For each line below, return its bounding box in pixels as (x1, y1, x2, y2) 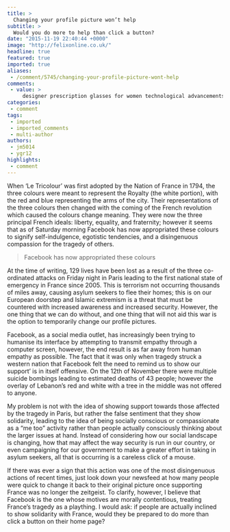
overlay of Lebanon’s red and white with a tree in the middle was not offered (7, 381, 222, 390)
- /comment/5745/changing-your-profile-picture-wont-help (10, 73, 179, 81)
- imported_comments (10, 125, 69, 131)
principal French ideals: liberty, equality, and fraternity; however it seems (7, 218, 213, 226)
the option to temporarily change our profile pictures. (7, 317, 157, 325)
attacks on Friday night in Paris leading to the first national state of (35, 273, 223, 281)
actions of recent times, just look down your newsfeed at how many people (7, 473, 219, 481)
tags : (7, 112, 23, 118)
